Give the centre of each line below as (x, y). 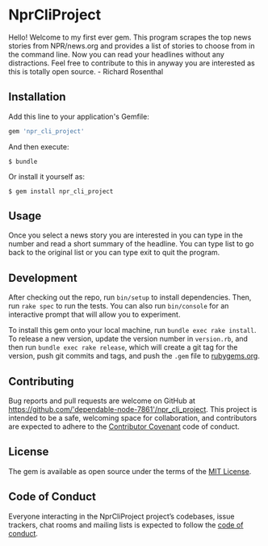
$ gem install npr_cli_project (61, 191)
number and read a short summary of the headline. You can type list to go (131, 244)
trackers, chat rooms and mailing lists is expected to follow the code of (126, 525)
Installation (37, 97)
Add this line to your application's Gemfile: (79, 116)
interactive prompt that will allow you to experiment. (94, 315)
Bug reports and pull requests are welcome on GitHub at (102, 401)
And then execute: (39, 146)
